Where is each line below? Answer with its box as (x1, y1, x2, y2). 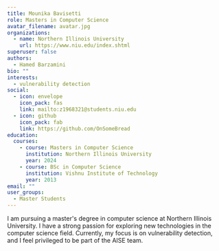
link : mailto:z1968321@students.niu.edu (19, 106, 137, 113)
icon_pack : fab (19, 118, 63, 126)
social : (7, 87, 30, 94)
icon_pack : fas (19, 100, 63, 107)
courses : (13, 138, 38, 145)
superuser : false (7, 49, 57, 56)
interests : (7, 74, 38, 81)
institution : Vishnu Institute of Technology (25, 170, 158, 177)
